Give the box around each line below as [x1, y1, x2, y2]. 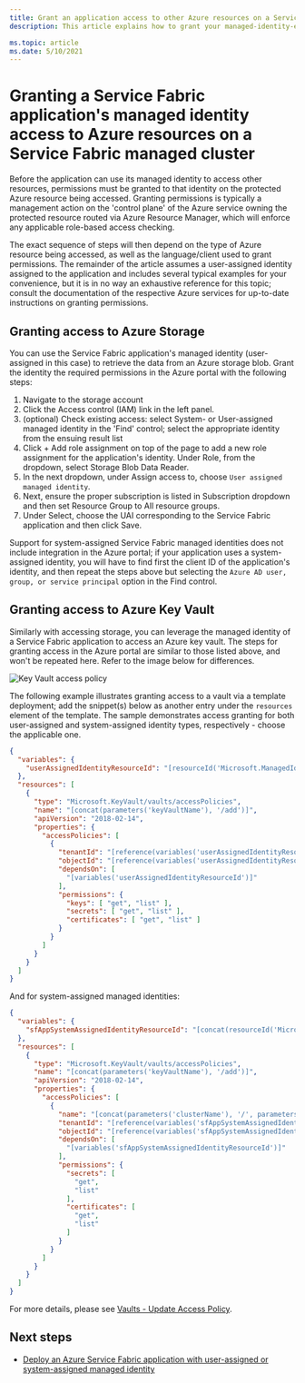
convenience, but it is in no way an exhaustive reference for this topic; [9, 278, 272, 289]
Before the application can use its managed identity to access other [9, 173, 262, 184]
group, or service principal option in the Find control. [9, 576, 218, 587]
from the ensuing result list [22, 433, 123, 443]
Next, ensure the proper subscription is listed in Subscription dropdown [22, 491, 290, 501]
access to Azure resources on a [9, 124, 252, 145]
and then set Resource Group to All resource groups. [22, 500, 221, 511]
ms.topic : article [9, 38, 79, 47]
